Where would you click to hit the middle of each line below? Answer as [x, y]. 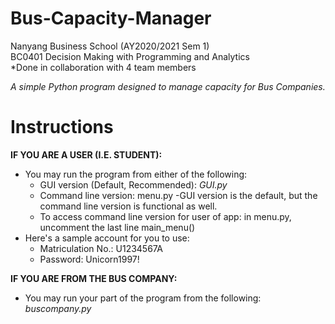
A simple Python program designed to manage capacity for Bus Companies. [168, 86]
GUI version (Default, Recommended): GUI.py [133, 184]
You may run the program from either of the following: [136, 174]
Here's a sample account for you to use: [107, 238]
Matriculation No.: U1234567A [101, 248]
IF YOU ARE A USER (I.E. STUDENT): [86, 154]
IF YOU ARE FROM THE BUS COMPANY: [94, 278]
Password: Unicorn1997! [89, 259]
